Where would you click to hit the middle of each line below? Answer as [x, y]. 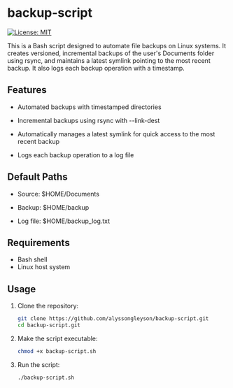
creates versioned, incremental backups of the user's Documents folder [111, 53]
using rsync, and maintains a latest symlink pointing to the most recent [109, 60]
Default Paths [37, 177]
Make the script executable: [57, 338]
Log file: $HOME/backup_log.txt [64, 221]
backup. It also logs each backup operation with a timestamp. [96, 68]
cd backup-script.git [49, 325]
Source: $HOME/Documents [58, 194]
